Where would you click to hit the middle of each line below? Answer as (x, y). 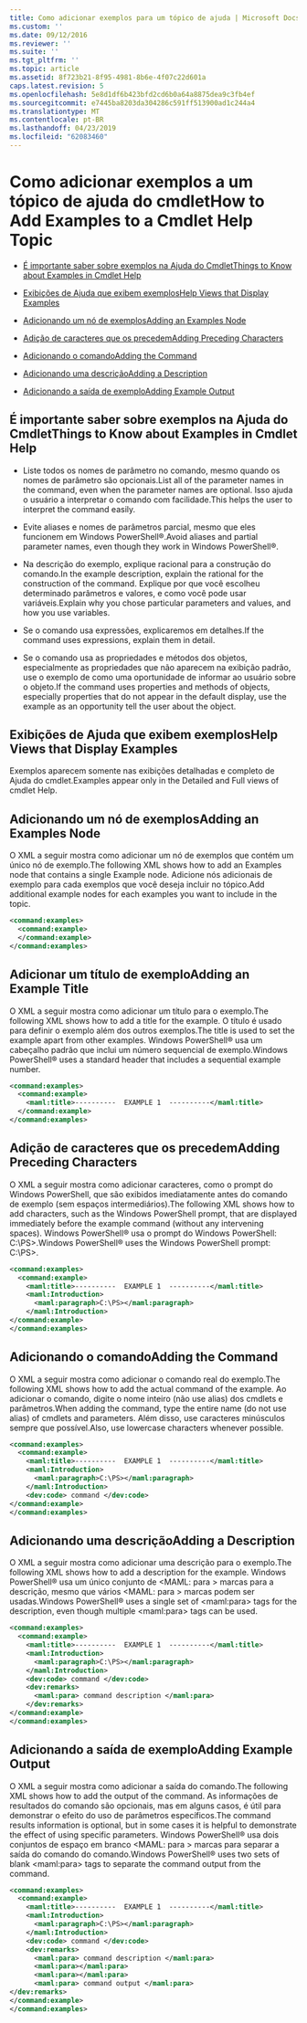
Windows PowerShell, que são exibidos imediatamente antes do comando (148, 1194)
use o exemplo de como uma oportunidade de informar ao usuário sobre (159, 677)
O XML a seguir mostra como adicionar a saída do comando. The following (149, 1786)
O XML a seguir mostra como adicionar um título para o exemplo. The (139, 1011)
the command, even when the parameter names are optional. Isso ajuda (158, 490)
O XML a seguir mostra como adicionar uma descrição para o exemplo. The (151, 1563)
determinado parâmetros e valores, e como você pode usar (134, 593)
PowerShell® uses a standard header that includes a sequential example (145, 1059)
